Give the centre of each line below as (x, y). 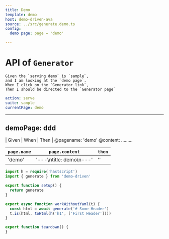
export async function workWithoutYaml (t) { (53, 204)
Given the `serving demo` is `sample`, (47, 76)
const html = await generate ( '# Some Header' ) (59, 209)
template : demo (21, 15)
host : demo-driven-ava (29, 19)
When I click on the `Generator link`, (47, 85)
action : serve (20, 98)
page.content (64, 152)
